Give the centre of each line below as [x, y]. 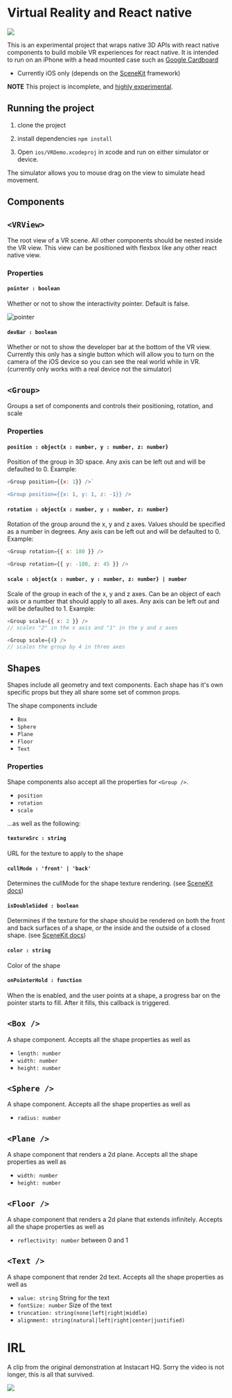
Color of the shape [34, 966]
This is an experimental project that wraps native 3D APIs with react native [113, 45]
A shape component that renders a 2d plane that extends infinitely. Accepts [115, 1219]
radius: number [39, 1118]
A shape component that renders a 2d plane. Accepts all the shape [102, 1155]
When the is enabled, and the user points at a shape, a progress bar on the [114, 995]
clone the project [42, 125]
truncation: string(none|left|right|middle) [82, 1313]
